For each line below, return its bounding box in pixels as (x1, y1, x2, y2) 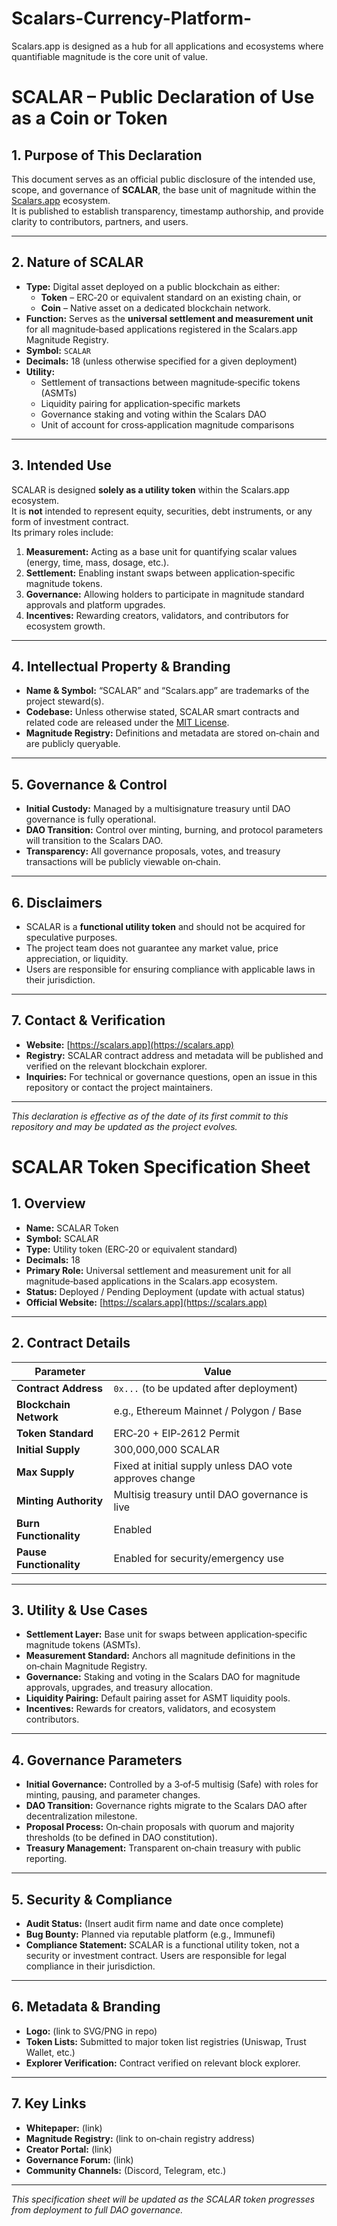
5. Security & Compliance (11, 1891, 173, 1908)
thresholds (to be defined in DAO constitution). (25, 1832, 218, 1844)
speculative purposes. (25, 932, 118, 943)
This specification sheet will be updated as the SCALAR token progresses (11, 2193, 316, 2205)
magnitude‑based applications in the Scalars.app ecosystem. (25, 1275, 278, 1287)
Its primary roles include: (11, 526, 114, 538)
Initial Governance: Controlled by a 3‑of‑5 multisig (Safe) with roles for (25, 1778, 319, 1791)
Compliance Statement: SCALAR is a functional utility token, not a (25, 1939, 300, 1951)
